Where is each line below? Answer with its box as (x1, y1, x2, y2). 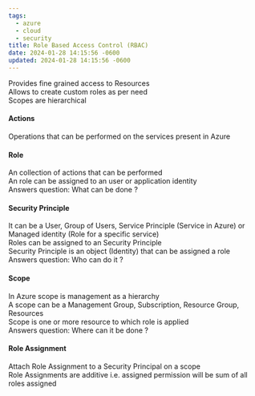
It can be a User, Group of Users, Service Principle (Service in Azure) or (8, 221, 245, 231)
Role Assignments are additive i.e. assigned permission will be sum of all (8, 370, 248, 379)
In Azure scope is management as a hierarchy (8, 291, 160, 301)
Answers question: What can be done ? (8, 185, 139, 195)
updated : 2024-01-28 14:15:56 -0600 (8, 57, 131, 65)
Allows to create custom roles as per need (8, 87, 148, 96)
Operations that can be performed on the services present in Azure (8, 131, 231, 141)
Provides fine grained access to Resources (8, 78, 150, 88)
